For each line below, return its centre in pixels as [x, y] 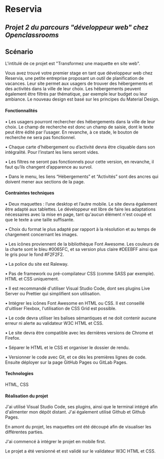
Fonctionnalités [21, 110]
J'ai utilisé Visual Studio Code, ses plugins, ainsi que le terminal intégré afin [82, 407]
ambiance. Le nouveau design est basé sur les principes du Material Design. [82, 99]
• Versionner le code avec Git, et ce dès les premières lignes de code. [76, 357]
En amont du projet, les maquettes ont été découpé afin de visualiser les [78, 427]
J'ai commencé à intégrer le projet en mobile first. [55, 442]
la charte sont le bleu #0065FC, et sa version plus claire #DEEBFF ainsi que [82, 249]
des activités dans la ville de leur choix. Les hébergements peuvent [73, 89]
